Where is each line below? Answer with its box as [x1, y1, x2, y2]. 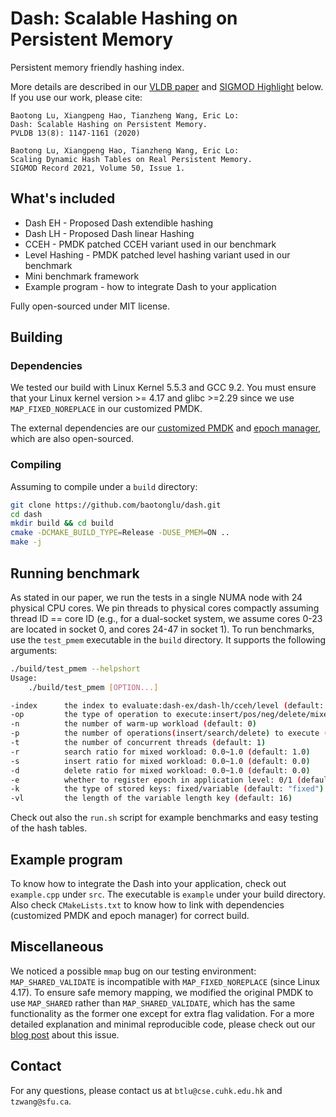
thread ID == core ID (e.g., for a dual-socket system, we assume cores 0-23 [10, 612, 323, 624]
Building [10, 329, 63, 346]
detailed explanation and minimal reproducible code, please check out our [10, 1018, 316, 1030]
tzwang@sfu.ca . [10, 1095, 72, 1107]
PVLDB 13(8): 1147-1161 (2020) [10, 128, 141, 138]
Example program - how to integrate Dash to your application [24, 280, 277, 292]
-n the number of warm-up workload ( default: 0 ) [10, 719, 257, 729]
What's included [10, 190, 116, 207]
